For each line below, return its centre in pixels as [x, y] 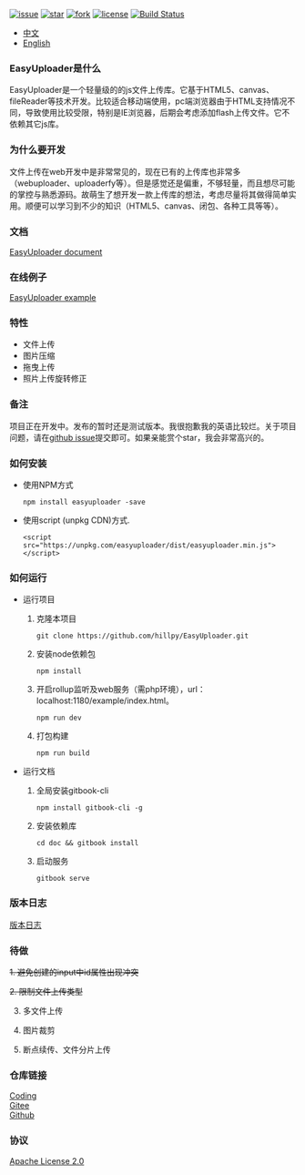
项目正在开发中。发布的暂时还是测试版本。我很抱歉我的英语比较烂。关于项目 [153, 426]
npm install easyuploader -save [84, 502]
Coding [23, 1096]
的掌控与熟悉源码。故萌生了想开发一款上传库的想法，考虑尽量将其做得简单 [149, 194]
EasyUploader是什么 [56, 68]
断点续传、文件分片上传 [66, 1049]
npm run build [63, 753]
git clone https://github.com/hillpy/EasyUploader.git [142, 636]
